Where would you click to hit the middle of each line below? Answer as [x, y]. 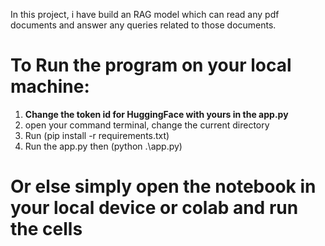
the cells [46, 229]
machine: [50, 86]
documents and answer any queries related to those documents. [143, 25]
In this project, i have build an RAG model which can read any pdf [145, 14]
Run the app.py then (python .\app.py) [103, 146]
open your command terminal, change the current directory [147, 125]
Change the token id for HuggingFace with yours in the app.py [156, 114]
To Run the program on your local [151, 65]
